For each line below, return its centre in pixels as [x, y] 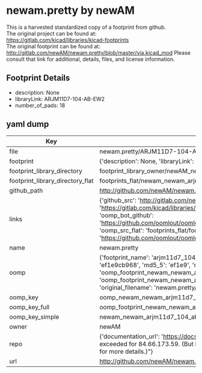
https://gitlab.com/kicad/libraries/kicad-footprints [68, 40]
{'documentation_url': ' [131, 336]
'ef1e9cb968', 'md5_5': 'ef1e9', [145, 265]
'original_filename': [126, 288]
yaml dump [28, 124]
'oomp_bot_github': [126, 215]
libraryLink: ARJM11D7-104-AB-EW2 [60, 99]
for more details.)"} [126, 351]
